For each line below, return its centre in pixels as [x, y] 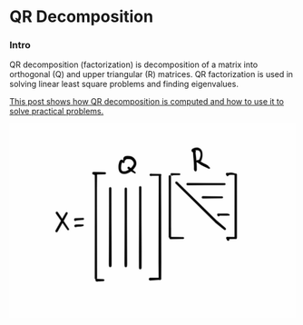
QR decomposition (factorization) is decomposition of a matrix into [134, 64]
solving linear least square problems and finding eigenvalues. [124, 84]
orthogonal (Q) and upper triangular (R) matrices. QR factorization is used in [151, 74]
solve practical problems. [57, 112]
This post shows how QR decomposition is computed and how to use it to [147, 102]
